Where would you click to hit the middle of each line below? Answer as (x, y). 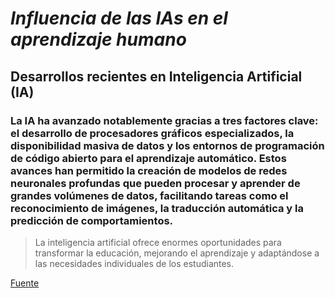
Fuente (25, 283)
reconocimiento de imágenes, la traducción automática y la (157, 208)
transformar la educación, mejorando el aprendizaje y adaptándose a (177, 253)
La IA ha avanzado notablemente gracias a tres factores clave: (164, 120)
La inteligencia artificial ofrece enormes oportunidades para (158, 242)
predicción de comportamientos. (92, 220)
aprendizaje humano (98, 39)
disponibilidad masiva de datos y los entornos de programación (167, 145)
